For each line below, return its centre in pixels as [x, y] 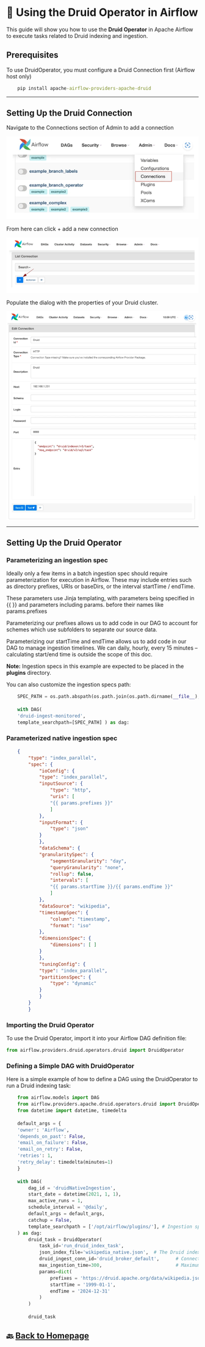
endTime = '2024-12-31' [80, 1291]
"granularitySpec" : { [67, 854]
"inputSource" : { [61, 784]
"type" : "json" [69, 829]
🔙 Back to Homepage [48, 1336]
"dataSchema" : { [59, 848]
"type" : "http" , [70, 790]
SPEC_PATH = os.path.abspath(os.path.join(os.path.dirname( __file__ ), [109, 697]
